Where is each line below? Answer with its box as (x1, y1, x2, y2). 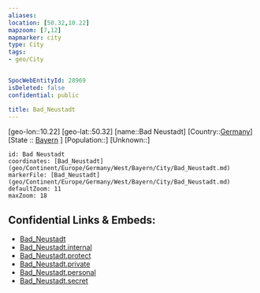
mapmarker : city (8, 33, 61, 42)
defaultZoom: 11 (8, 185, 61, 193)
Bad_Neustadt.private (19, 259, 91, 269)
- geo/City (8, 56, 44, 64)
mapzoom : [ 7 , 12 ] (8, 26, 61, 34)
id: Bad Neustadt (8, 150, 65, 158)
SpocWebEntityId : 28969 (8, 76, 87, 84)
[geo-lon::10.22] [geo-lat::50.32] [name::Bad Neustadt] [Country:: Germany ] (8, 127, 254, 136)
